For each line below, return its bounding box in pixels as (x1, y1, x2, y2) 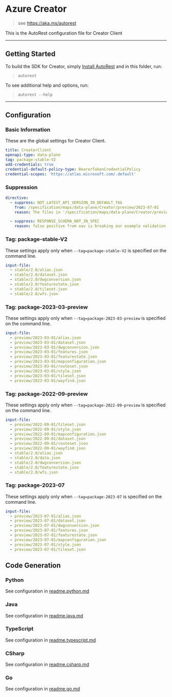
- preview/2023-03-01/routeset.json (10, 364, 88, 369)
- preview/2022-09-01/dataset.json (10, 436, 86, 441)
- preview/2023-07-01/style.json (10, 542, 81, 547)
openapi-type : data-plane (5, 152, 60, 158)
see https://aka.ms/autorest (17, 20, 77, 26)
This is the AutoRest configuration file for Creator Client (5, 30, 123, 36)
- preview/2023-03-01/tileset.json (10, 373, 86, 378)
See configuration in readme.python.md (5, 588, 90, 594)
